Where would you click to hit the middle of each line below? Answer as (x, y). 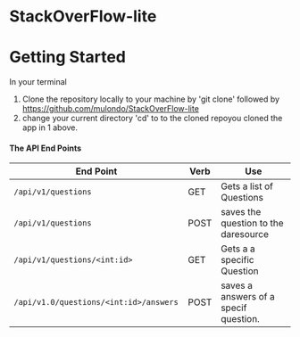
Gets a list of (247, 186)
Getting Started (68, 58)
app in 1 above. (50, 127)
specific (237, 260)
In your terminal (38, 82)
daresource (245, 234)
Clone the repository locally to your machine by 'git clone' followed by (150, 99)
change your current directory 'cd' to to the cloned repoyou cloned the (152, 119)
